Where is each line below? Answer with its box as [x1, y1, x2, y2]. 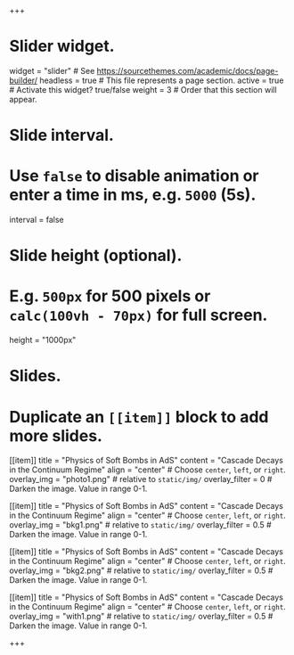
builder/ [9, 75, 38, 86]
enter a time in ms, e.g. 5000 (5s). [9, 184, 257, 205]
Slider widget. [9, 37, 115, 56]
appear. [9, 94, 37, 104]
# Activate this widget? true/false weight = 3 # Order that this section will [9, 84, 278, 94]
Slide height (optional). [9, 246, 183, 266]
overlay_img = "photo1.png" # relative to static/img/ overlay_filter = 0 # [9, 474, 273, 485]
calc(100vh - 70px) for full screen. [9, 305, 268, 325]
